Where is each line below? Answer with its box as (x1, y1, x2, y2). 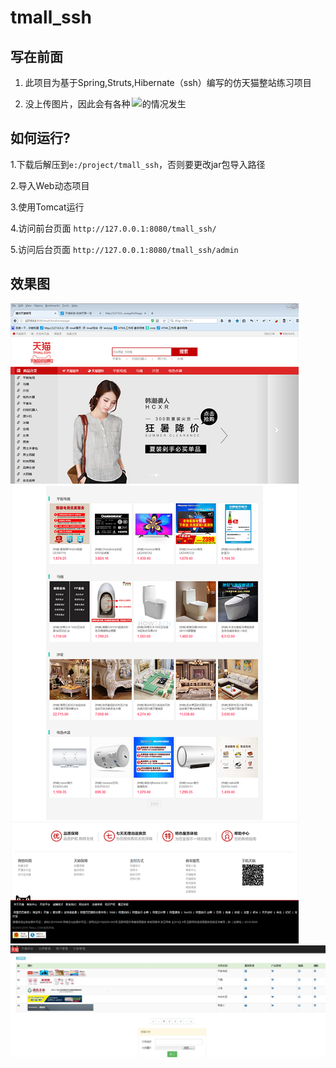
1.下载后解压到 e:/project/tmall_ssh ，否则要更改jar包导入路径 (10, 158, 266, 170)
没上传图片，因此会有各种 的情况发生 (24, 98, 187, 110)
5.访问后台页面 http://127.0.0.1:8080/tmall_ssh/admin (10, 243, 239, 255)
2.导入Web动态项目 (10, 179, 90, 191)
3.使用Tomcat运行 (10, 201, 85, 213)
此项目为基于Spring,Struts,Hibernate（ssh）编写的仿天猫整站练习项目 (24, 77, 312, 88)
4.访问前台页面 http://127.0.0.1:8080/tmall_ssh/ (10, 222, 217, 234)
